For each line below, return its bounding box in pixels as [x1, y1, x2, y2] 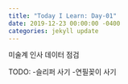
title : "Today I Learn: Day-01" [8, 11, 117, 20]
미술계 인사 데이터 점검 [8, 50, 80, 60]
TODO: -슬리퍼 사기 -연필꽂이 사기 [8, 67, 117, 77]
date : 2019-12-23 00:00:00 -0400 [8, 19, 121, 27]
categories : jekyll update [8, 27, 99, 35]
